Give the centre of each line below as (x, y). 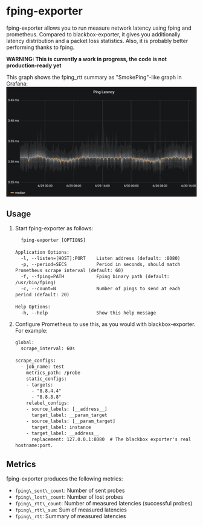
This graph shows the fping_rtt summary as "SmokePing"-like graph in (94, 77)
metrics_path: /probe (53, 373)
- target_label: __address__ (63, 434)
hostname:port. (34, 446)
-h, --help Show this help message (89, 313)
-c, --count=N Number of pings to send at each (101, 289)
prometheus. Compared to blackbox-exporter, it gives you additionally (93, 34)
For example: (31, 331)
